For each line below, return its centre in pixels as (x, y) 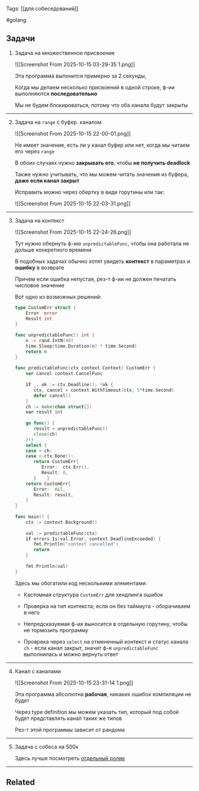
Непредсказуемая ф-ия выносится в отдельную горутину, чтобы (105, 623)
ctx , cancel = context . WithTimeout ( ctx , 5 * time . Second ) (104, 390)
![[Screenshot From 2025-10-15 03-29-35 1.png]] (75, 64)
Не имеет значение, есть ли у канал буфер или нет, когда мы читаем (102, 145)
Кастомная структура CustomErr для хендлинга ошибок (93, 594)
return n (36, 352)
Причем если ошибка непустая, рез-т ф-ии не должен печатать (95, 279)
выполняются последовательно (56, 94)
